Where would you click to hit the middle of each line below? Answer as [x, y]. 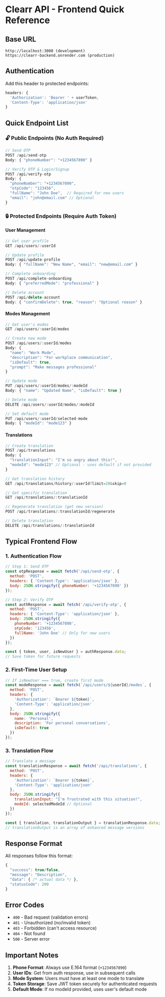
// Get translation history [35, 479]
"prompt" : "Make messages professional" [53, 367]
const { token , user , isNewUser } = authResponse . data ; [66, 652]
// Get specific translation [36, 493]
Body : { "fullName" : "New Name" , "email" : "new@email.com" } [72, 265]
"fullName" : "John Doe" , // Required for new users [67, 193]
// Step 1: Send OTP [27, 567]
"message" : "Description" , [38, 875]
